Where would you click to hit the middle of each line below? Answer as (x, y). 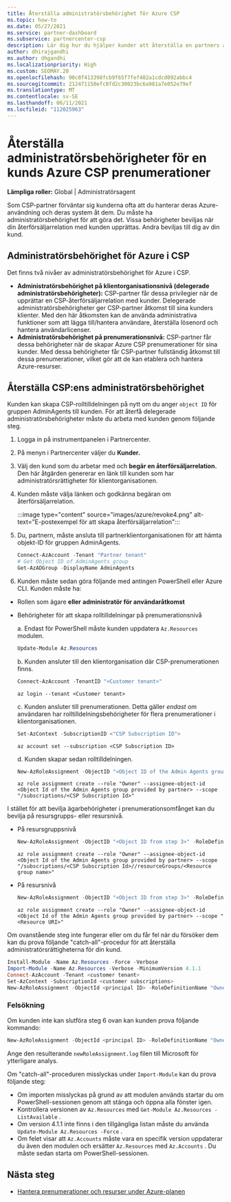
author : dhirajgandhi (38, 52)
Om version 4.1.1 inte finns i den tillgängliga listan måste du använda (113, 1124)
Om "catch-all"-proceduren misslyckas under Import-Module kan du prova (112, 1074)
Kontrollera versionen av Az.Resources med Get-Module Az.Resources (114, 1109)
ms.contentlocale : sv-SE (43, 97)
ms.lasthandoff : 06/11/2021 (47, 103)
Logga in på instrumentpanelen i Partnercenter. (84, 439)
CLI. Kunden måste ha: (49, 588)
